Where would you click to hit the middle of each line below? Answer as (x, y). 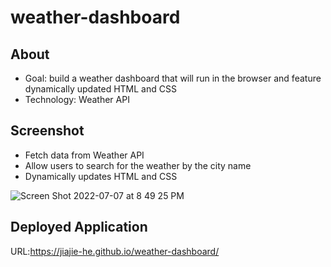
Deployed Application (79, 227)
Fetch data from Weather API (84, 155)
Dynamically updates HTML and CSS (101, 176)
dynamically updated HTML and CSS (100, 89)
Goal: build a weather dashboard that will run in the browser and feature (173, 78)
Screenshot (47, 131)
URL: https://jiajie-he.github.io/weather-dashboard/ (115, 251)
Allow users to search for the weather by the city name (138, 165)
